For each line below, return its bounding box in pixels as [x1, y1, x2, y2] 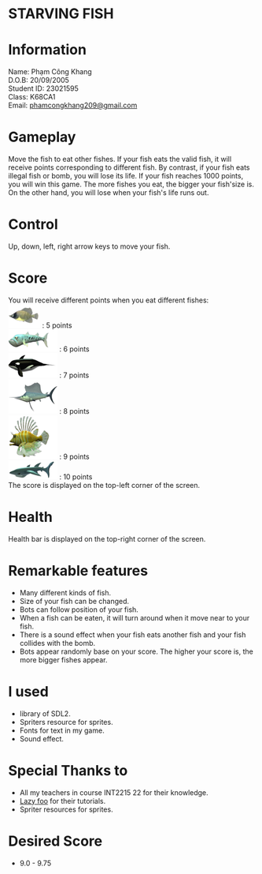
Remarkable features [8, 562, 148, 580]
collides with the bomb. [19, 638, 96, 647]
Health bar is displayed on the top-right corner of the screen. [8, 534, 206, 543]
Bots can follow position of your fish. [19, 605, 139, 614]
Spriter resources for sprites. [19, 805, 113, 814]
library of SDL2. [19, 708, 71, 718]
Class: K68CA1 [8, 92, 56, 102]
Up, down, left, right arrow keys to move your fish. [8, 242, 171, 251]
